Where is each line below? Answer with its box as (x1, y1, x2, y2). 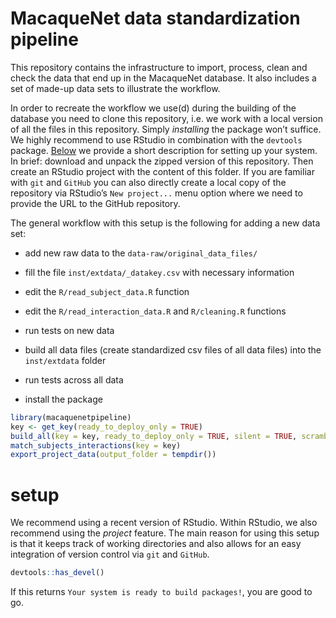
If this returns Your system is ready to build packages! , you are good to (10, 586, 313, 598)
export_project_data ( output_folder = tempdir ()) (10, 450, 217, 460)
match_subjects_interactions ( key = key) (10, 440, 182, 451)
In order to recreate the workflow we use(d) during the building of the (10, 102, 297, 114)
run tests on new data (24, 324, 115, 336)
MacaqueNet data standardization (10, 7, 301, 30)
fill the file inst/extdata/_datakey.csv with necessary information (24, 266, 295, 278)
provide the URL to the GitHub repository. (10, 197, 181, 209)
